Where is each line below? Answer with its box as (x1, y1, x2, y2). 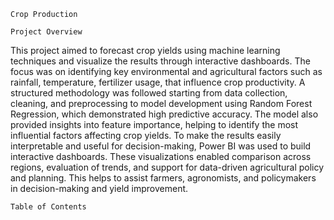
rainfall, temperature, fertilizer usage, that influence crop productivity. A (10, 76, 306, 88)
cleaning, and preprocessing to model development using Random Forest (10, 98, 313, 109)
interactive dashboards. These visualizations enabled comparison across (10, 151, 312, 162)
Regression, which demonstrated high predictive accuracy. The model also (10, 108, 319, 120)
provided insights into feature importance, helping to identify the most (10, 119, 299, 130)
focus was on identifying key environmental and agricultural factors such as (10, 66, 323, 77)
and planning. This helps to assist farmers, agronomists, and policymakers (10, 172, 317, 184)
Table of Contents (10, 202, 87, 212)
